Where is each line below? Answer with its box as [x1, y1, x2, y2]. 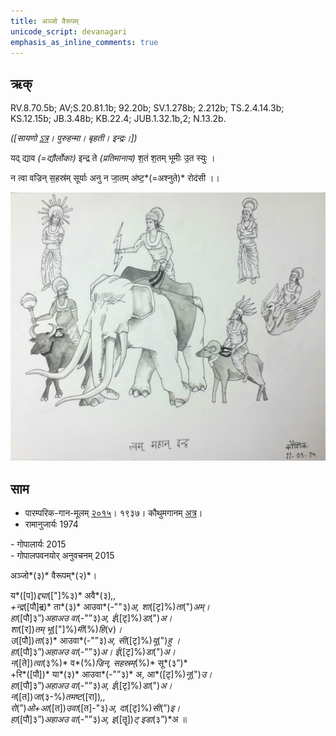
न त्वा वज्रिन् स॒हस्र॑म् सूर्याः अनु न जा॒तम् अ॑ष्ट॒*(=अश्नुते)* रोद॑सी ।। [10, 172, 220, 184]
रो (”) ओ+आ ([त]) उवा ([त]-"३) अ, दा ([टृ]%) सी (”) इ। [10, 702, 181, 714]
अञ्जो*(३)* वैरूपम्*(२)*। [10, 570, 98, 582]
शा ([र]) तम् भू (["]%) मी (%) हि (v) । [10, 623, 123, 635]
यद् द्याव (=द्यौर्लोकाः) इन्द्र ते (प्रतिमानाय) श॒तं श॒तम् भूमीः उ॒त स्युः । [10, 152, 216, 164]
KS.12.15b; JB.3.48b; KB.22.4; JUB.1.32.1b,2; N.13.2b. [10, 113, 227, 125]
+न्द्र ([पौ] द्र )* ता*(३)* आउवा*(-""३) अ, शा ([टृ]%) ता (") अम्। [10, 601, 210, 613]
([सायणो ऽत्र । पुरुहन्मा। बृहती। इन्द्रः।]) [10, 132, 138, 144]
